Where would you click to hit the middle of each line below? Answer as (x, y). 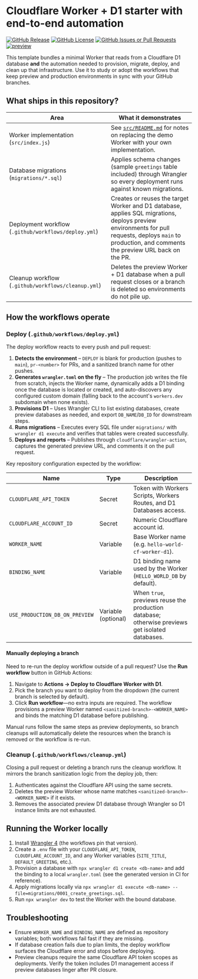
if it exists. (63, 797)
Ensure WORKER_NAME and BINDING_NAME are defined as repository (92, 932)
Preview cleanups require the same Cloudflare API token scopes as (96, 957)
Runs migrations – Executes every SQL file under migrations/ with (96, 427)
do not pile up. (131, 296)
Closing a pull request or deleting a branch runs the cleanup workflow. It (94, 767)
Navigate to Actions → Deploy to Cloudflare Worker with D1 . (89, 684)
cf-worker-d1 (151, 552)
